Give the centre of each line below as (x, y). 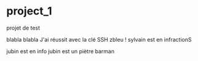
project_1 (29, 11)
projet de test (23, 28)
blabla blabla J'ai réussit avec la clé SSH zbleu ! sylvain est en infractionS (99, 39)
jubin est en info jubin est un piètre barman (60, 51)
